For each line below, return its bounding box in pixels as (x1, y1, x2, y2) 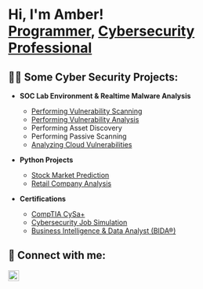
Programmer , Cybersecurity (8, 22, 195, 40)
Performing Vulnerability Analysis (31, 115, 140, 124)
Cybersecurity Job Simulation (31, 218, 128, 227)
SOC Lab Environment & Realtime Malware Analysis (19, 91, 191, 100)
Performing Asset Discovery (31, 124, 123, 132)
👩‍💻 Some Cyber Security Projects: (8, 70, 179, 83)
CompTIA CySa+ (31, 209, 85, 218)
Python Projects (19, 155, 74, 165)
